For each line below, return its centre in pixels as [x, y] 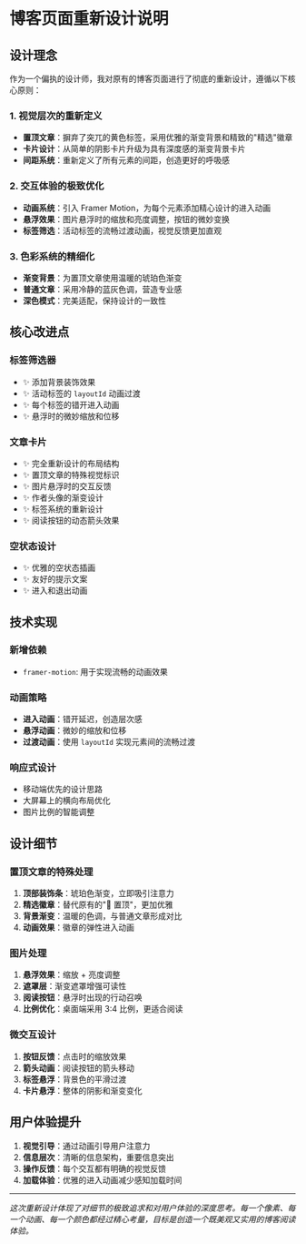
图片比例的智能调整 [59, 812]
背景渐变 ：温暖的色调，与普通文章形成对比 [102, 916]
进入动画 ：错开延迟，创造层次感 [82, 719]
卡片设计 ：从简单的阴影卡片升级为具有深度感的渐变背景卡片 [134, 149]
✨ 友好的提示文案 [55, 579]
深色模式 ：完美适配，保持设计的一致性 [94, 301]
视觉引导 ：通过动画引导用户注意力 [86, 1146]
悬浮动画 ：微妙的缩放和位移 [74, 730]
